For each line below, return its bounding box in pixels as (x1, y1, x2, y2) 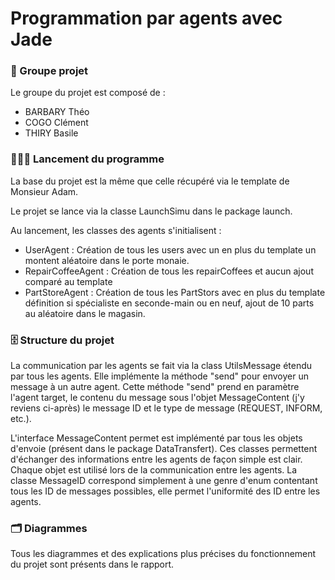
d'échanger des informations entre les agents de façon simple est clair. (10, 453, 303, 466)
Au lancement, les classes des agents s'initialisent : (10, 224, 222, 236)
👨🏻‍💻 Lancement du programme (10, 152, 165, 166)
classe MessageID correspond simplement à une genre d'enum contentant (10, 475, 318, 487)
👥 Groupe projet (10, 64, 89, 78)
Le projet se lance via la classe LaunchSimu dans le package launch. (10, 205, 293, 217)
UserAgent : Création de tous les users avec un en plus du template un (24, 243, 317, 256)
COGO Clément (24, 117, 89, 129)
